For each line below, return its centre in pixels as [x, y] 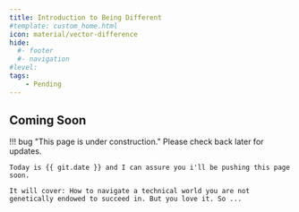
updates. [26, 151]
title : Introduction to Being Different [86, 17]
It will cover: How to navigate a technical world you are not [130, 191]
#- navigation [43, 59]
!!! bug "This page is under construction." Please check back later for [137, 142]
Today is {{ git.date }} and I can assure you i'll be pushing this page [150, 168]
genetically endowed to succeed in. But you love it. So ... [126, 199]
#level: [24, 68]
